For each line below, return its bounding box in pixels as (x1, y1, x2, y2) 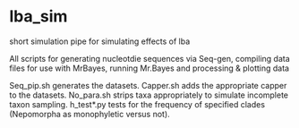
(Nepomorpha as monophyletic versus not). (9, 108, 170, 119)
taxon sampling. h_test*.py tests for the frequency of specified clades (9, 98, 266, 109)
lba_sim (9, 6, 68, 27)
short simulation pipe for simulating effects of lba (9, 36, 191, 47)
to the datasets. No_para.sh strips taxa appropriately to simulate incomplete (9, 90, 289, 100)
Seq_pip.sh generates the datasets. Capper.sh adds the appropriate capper (9, 80, 287, 90)
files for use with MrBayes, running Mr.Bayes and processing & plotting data (9, 63, 289, 73)
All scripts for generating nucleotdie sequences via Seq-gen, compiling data (9, 53, 291, 64)
